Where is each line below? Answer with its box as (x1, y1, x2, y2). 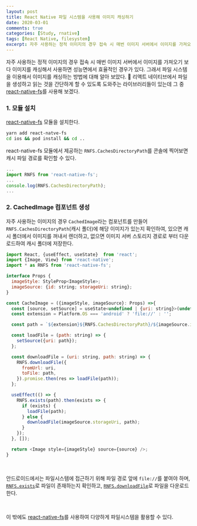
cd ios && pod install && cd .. (6, 136, 85, 142)
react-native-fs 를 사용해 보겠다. (6, 88, 80, 95)
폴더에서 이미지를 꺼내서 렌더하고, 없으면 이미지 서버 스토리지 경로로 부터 (12, 232, 178, 239)
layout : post (6, 8, 38, 15)
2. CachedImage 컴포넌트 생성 (6, 203, 90, 211)
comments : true (6, 25, 43, 31)
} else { (21, 413, 43, 420)
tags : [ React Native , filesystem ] (6, 36, 91, 42)
